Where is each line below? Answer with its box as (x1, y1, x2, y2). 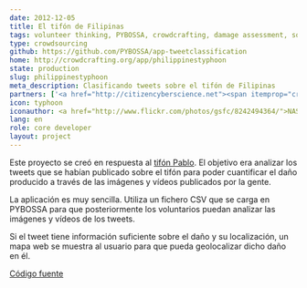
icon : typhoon (9, 98, 64, 108)
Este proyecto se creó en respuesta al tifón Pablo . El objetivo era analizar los (9, 157, 298, 168)
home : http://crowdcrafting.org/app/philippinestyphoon (9, 56, 227, 65)
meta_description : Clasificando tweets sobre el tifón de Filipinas (9, 81, 276, 90)
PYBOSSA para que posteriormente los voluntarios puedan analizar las (9, 203, 276, 214)
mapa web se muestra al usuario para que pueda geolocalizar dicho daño (9, 241, 287, 252)
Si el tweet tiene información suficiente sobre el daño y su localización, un (9, 231, 290, 242)
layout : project (9, 132, 71, 141)
